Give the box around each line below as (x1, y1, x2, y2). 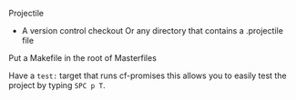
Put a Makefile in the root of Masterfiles (8, 53, 157, 63)
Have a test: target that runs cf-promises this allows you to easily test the (8, 70, 288, 81)
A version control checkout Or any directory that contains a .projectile (21, 25, 284, 35)
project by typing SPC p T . (8, 80, 106, 90)
